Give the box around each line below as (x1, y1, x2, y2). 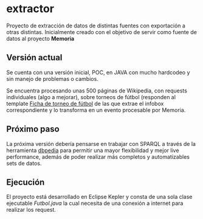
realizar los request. (6, 206, 57, 214)
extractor (6, 2, 55, 16)
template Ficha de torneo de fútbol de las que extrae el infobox (6, 100, 164, 107)
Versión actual (6, 52, 63, 63)
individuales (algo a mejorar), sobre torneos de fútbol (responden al (6, 93, 176, 100)
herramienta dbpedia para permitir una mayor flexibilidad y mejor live (6, 147, 179, 154)
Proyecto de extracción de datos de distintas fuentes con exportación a (6, 22, 185, 29)
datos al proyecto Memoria (6, 35, 75, 42)
